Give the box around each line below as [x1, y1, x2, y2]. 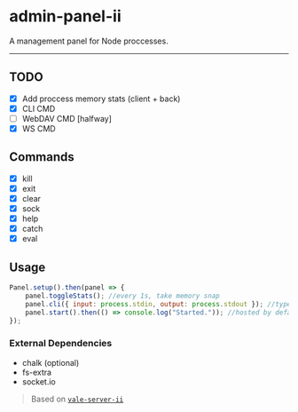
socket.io [21, 376, 56, 387]
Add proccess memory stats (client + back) [21, 93, 181, 104]
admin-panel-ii [9, 6, 122, 27]
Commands [9, 149, 75, 165]
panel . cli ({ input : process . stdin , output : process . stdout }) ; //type [25, 299, 292, 308]
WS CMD [21, 123, 56, 134]
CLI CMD [21, 103, 56, 114]
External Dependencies [9, 337, 113, 350]
